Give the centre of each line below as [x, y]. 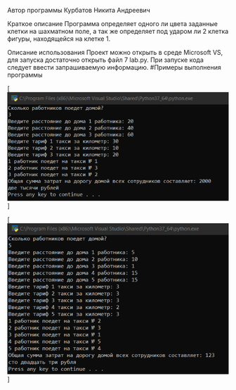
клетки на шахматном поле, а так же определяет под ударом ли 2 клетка [118, 31]
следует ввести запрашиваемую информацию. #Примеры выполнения [114, 67]
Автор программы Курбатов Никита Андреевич [79, 10]
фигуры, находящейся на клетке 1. [59, 39]
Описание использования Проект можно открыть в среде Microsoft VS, [115, 52]
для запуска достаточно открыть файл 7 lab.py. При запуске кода [105, 60]
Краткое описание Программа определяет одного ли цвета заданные [112, 24]
